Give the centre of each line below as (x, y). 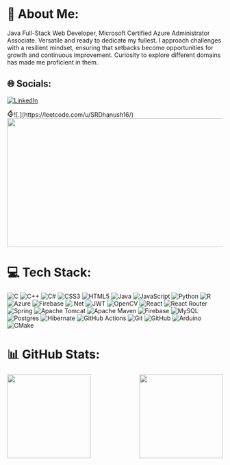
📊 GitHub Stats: (54, 354)
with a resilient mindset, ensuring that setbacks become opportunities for (110, 47)
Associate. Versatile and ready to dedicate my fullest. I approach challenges (114, 40)
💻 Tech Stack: (49, 272)
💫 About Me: (43, 14)
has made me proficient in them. (53, 62)
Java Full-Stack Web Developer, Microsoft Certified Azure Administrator (108, 33)
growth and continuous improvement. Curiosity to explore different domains (114, 55)
